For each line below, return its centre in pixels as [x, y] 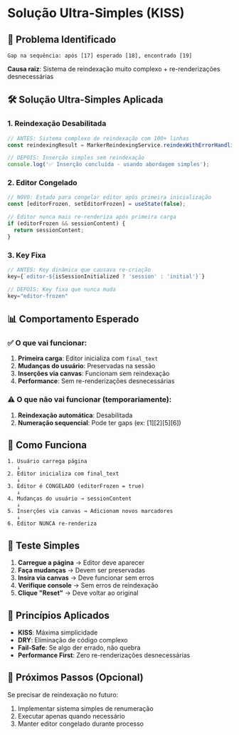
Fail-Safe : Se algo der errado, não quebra [79, 647]
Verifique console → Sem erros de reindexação [88, 585]
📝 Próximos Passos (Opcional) [75, 678]
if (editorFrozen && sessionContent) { [67, 224]
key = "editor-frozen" [38, 296]
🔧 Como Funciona [47, 445]
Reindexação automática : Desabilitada [75, 415]
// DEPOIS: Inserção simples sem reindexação [76, 158]
